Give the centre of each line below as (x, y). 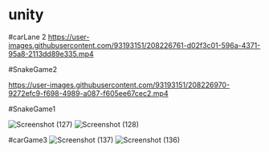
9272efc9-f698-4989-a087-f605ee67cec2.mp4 (88, 93)
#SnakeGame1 (32, 109)
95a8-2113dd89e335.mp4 (51, 54)
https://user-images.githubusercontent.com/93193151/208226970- (119, 85)
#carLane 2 (27, 37)
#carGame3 (28, 140)
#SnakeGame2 (33, 69)
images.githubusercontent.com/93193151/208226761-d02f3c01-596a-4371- (134, 45)
